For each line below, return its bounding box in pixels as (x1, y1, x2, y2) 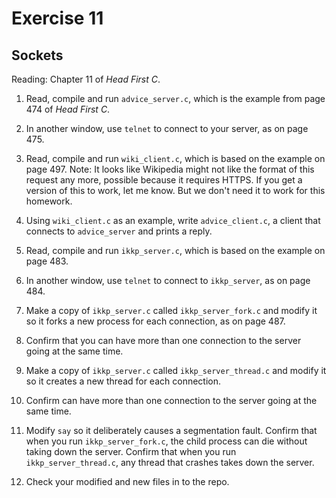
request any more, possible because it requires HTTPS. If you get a (25, 174, 303, 186)
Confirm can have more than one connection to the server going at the (25, 395, 318, 406)
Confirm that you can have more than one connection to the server (25, 335, 302, 346)
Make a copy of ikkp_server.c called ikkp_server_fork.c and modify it (25, 305, 318, 316)
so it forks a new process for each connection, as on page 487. (25, 315, 286, 327)
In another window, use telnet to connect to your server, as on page (25, 123, 309, 134)
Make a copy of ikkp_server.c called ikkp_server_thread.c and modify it (25, 365, 327, 376)
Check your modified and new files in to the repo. (25, 476, 230, 487)
